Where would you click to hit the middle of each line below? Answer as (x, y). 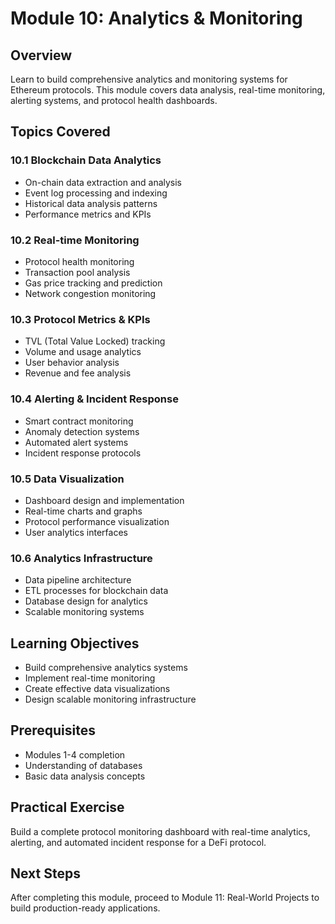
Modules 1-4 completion (75, 754)
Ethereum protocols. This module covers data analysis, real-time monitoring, (168, 90)
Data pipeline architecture (78, 580)
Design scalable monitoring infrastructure (110, 699)
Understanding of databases (83, 765)
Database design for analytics (86, 601)
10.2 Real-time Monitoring (75, 240)
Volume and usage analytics (83, 352)
